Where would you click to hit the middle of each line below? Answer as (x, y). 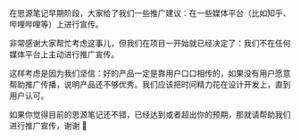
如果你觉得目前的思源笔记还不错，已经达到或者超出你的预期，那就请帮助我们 (150, 115)
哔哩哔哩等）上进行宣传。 (56, 24)
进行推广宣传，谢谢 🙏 (48, 126)
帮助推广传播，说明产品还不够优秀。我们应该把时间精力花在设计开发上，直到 (150, 84)
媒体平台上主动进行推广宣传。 (64, 54)
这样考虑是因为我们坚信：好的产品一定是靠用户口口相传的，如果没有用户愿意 (150, 73)
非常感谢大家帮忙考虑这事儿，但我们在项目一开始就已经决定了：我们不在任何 (150, 43)
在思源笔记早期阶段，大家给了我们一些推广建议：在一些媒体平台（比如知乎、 (150, 13)
